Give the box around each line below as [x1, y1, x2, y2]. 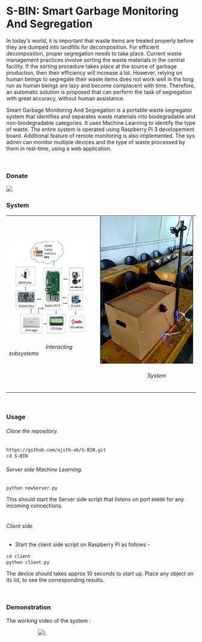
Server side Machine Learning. [6, 466, 83, 473]
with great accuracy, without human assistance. [6, 95, 125, 102]
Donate [6, 171, 28, 180]
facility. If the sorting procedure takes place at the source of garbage [6, 62, 177, 70]
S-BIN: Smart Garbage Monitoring [6, 4, 179, 18]
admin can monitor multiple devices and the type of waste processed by [6, 138, 185, 145]
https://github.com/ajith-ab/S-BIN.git [6, 447, 106, 453]
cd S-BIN [6, 453, 28, 459]
